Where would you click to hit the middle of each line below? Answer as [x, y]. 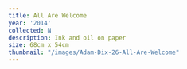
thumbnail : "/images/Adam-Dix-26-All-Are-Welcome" [94, 52]
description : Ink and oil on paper [67, 38]
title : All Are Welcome [48, 15]
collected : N [30, 30]
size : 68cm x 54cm [39, 45]
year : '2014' [30, 23]
